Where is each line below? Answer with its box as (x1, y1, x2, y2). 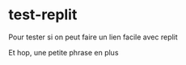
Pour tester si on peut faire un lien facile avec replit (8, 32, 178, 42)
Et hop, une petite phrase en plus (8, 47, 119, 57)
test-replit (8, 6, 78, 24)
